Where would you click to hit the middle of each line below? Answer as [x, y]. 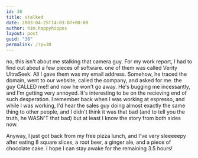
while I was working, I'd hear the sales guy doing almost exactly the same [96, 105]
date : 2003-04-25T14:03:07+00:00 [47, 22]
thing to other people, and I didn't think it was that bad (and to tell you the [95, 112]
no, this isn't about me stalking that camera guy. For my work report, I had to [99, 61]
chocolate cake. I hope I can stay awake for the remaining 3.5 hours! [90, 148]
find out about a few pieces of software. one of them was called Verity [92, 67]
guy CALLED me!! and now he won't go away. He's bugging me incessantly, [98, 86]
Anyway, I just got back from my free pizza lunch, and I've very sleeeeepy [96, 136]
